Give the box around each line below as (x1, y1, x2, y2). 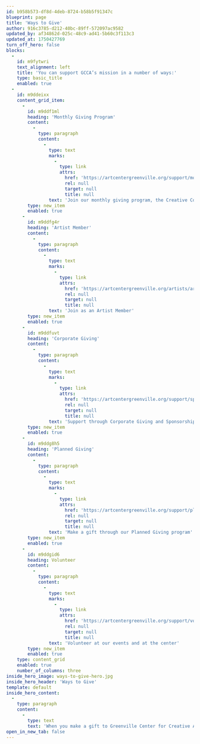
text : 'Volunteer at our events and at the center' (48, 640, 180, 646)
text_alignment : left (17, 64, 70, 70)
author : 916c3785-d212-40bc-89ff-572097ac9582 (6, 25, 124, 32)
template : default (6, 684, 52, 690)
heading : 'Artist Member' (27, 225, 92, 231)
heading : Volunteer (27, 557, 76, 563)
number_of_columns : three (17, 668, 82, 674)
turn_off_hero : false (6, 42, 60, 48)
